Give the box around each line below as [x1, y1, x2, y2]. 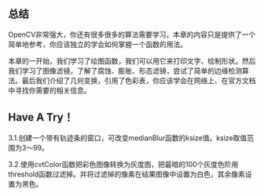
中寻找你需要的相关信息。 [8, 85, 91, 95]
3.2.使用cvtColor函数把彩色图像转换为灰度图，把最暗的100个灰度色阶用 [8, 159, 239, 169]
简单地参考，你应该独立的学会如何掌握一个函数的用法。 [8, 39, 187, 49]
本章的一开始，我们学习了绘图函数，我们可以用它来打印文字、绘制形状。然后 [8, 56, 256, 65]
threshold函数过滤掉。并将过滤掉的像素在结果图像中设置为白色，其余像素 [8, 169, 246, 179]
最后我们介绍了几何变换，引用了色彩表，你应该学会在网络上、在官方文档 [21, 75, 256, 85]
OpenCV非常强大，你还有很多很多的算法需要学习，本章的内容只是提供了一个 [8, 30, 256, 39]
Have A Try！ [8, 111, 75, 124]
